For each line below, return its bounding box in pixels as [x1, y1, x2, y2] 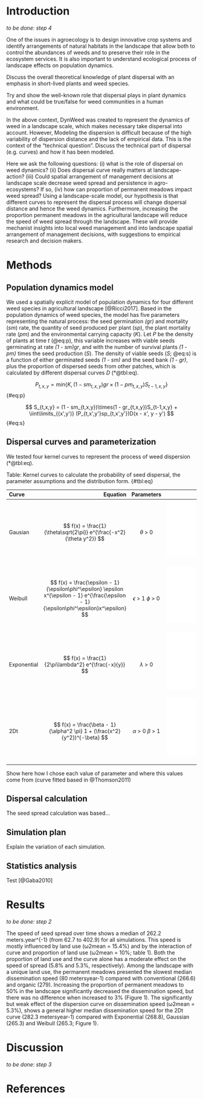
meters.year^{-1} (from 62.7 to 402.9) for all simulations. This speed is [6, 936, 181, 943]
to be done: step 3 [6, 1060, 52, 1068]
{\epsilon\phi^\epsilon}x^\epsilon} [43, 604, 127, 611]
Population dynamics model [6, 282, 114, 293]
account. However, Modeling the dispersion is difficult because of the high [6, 129, 192, 136]
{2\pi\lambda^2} [44, 661, 85, 668]
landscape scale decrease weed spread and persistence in [6, 179, 153, 186]
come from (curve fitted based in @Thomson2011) [6, 776, 131, 783]
